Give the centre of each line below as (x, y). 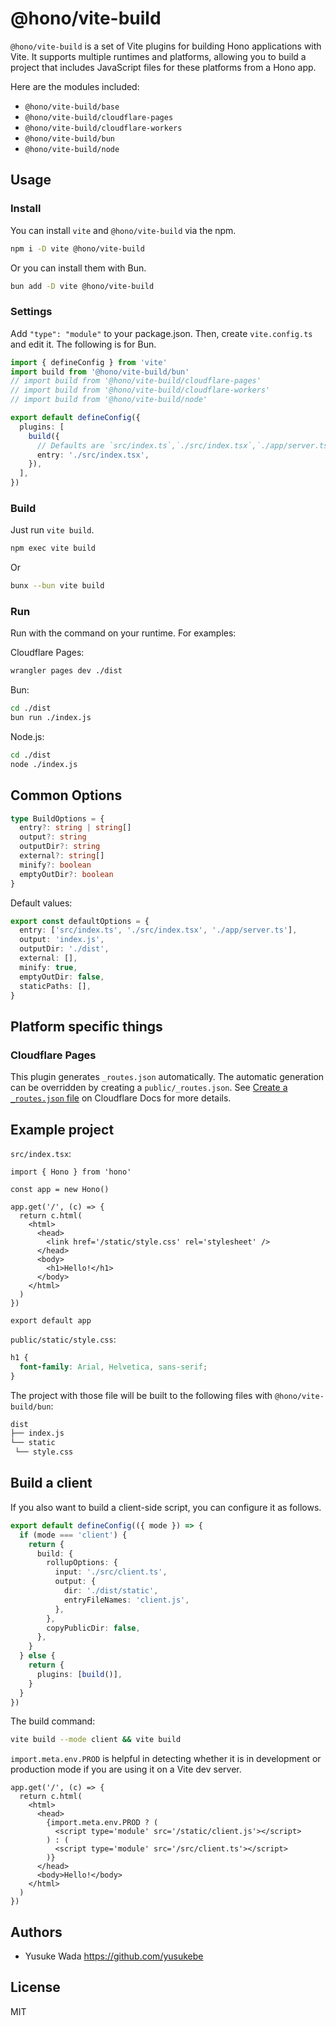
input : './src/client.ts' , (111, 1572)
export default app (51, 1320)
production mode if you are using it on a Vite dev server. (126, 1769)
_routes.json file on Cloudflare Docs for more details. (121, 1098)
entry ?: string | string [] (75, 828)
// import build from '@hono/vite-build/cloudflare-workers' (140, 390)
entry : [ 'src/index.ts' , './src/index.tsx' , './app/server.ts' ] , (158, 930)
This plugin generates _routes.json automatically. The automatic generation (167, 1077)
